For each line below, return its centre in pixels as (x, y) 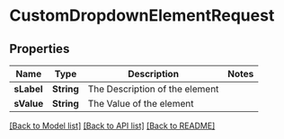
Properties (40, 49)
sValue (29, 104)
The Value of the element (141, 104)
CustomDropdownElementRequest (142, 16)
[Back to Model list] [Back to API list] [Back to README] (112, 126)
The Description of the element (153, 89)
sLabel (28, 89)
